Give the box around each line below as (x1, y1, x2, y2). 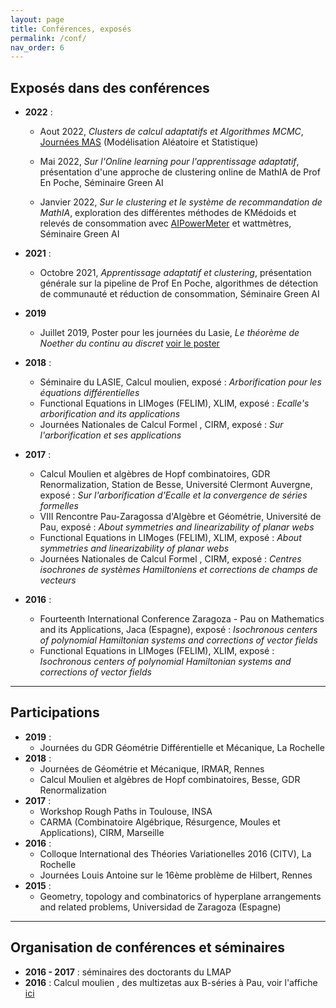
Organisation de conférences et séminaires (10, 939, 285, 956)
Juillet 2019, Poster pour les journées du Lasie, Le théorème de (39, 327, 300, 339)
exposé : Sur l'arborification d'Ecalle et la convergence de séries (39, 489, 308, 501)
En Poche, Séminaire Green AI (39, 177, 164, 189)
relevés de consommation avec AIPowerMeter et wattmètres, (39, 217, 292, 230)
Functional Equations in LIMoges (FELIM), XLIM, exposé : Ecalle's (39, 397, 310, 410)
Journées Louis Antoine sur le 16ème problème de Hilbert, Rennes (39, 869, 313, 881)
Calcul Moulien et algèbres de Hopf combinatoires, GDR (39, 468, 271, 480)
